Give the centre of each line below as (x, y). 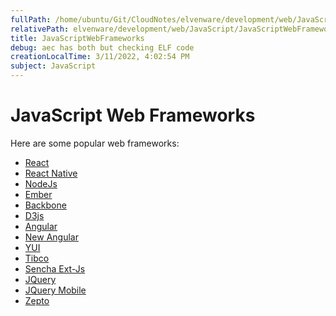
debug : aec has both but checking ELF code (102, 47)
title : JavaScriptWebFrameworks (77, 38)
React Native (51, 173)
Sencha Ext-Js (55, 268)
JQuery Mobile (55, 290)
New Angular (51, 237)
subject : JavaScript (53, 66)
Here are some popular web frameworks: (95, 143)
